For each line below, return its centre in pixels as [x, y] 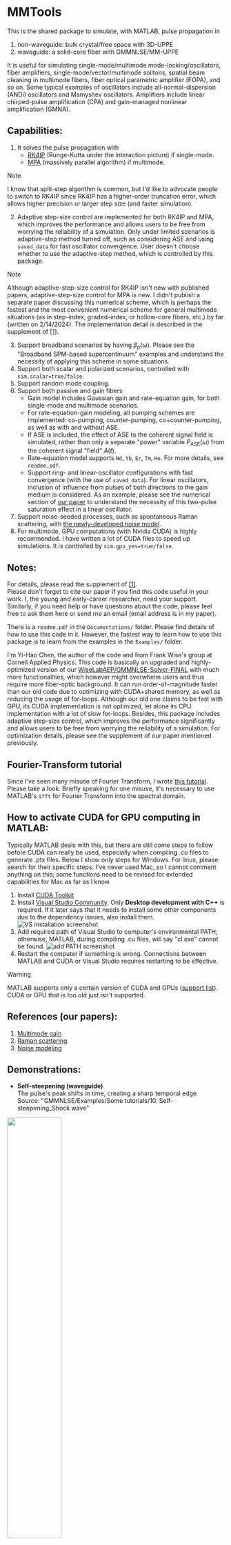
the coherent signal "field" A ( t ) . [72, 451]
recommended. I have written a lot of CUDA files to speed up [103, 539]
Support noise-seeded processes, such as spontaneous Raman [107, 517]
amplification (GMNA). [39, 109]
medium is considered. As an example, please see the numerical [119, 495]
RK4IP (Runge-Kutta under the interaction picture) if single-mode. [121, 154]
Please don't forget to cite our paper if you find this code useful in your [108, 592]
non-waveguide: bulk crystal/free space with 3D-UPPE [95, 44]
